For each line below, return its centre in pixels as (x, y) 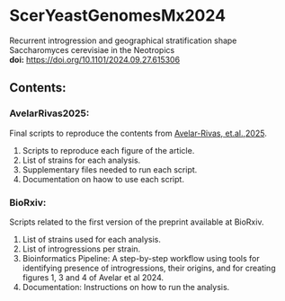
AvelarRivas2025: (49, 113)
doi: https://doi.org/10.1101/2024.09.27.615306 (95, 59)
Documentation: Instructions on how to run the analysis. (126, 287)
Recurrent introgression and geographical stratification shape (123, 40)
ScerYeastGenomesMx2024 (118, 16)
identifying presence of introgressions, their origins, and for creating (149, 268)
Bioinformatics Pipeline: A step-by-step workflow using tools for (141, 258)
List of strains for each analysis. (81, 160)
